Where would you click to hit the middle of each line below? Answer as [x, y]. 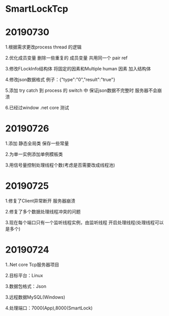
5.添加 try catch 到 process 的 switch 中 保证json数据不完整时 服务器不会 [81, 90]
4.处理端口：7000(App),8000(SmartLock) [49, 308]
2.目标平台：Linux [24, 275]
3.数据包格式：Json [26, 286]
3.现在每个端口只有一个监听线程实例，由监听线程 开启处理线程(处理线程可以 [84, 222]
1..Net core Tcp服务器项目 [32, 264]
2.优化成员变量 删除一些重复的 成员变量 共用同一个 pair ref [66, 58]
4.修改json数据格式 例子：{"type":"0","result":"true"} [60, 80]
